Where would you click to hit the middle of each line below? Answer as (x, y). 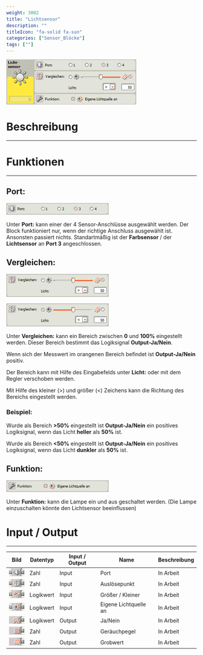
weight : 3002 (23, 13)
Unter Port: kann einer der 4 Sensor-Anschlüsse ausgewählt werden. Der (98, 224)
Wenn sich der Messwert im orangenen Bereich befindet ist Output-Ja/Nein (101, 354)
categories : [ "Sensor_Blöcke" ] (46, 38)
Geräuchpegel (118, 631)
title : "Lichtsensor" (34, 19)
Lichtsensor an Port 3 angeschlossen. (54, 243)
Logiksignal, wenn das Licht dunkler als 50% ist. (67, 450)
